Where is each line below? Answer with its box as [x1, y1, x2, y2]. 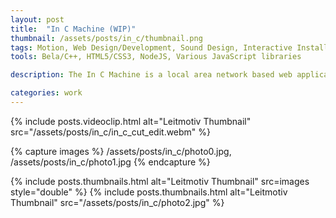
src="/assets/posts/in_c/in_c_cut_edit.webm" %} [10, 126, 212, 138]
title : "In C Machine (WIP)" [10, 24, 137, 34]
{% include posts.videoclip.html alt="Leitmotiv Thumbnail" [10, 115, 252, 127]
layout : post [10, 14, 65, 25]
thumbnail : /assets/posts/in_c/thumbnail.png [10, 33, 203, 43]
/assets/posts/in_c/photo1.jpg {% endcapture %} [10, 156, 211, 168]
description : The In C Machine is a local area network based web [10, 70, 293, 80]
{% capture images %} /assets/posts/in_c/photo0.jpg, [10, 145, 232, 157]
